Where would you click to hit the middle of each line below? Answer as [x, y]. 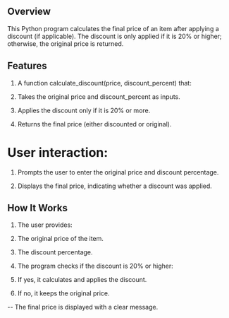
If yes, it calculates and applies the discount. [82, 280]
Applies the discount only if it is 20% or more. [84, 110]
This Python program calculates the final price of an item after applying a [113, 28]
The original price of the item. [61, 239]
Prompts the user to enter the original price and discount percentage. [118, 172]
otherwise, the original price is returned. [66, 43]
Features [27, 66]
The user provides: [45, 225]
